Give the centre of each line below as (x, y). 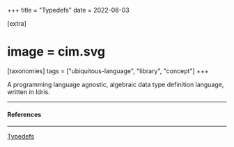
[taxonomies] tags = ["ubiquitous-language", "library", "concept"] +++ (108, 71)
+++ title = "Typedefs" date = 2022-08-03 (69, 10)
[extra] (17, 23)
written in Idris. (29, 92)
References (24, 114)
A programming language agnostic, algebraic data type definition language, (116, 84)
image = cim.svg (56, 52)
